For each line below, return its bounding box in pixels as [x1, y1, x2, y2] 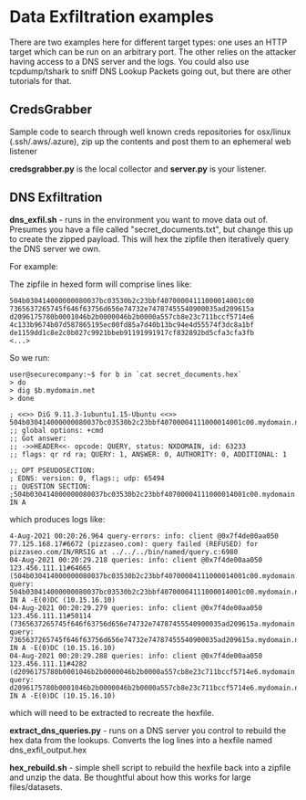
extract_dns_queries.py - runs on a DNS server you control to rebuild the [9, 724, 287, 736]
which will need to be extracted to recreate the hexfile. [9, 707, 214, 718]
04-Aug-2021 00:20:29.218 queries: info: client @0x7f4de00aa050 [9, 555, 262, 564]
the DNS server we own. [9, 243, 101, 254]
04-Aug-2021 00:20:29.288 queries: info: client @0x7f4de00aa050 [9, 651, 262, 660]
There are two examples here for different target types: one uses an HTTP [9, 37, 288, 47]
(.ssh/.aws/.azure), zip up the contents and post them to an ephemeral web [9, 135, 291, 147]
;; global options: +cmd [9, 426, 104, 435]
